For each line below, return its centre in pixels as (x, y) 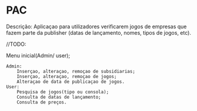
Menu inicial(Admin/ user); (38, 55)
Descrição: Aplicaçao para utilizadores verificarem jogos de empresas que (96, 26)
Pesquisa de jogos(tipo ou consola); (63, 92)
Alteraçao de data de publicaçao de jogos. (71, 82)
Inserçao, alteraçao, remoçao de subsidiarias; (76, 71)
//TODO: (16, 44)
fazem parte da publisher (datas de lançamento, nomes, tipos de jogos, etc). (98, 32)
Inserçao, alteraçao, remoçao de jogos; (67, 76)
